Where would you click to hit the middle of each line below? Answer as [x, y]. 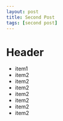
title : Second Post [31, 17]
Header [25, 52]
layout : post [22, 12]
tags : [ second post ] [32, 23]
